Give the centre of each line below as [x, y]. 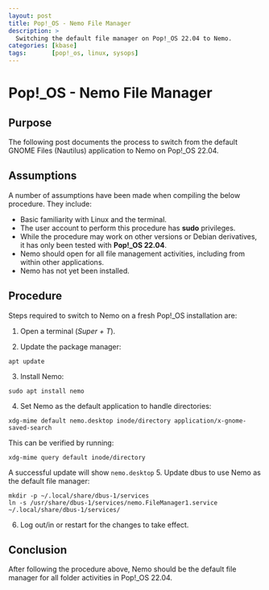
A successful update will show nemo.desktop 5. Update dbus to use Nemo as [135, 472]
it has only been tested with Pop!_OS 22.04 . [93, 245]
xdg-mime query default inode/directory [77, 457]
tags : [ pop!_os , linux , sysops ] [73, 53]
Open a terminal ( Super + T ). [68, 331]
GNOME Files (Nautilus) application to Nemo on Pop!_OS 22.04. [114, 151]
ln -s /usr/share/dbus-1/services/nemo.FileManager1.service [113, 503]
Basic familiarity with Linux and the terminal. [93, 219]
